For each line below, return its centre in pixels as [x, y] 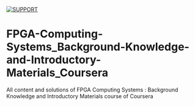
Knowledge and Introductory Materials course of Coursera [80, 96]
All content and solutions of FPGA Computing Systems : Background [92, 90]
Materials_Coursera [57, 73]
